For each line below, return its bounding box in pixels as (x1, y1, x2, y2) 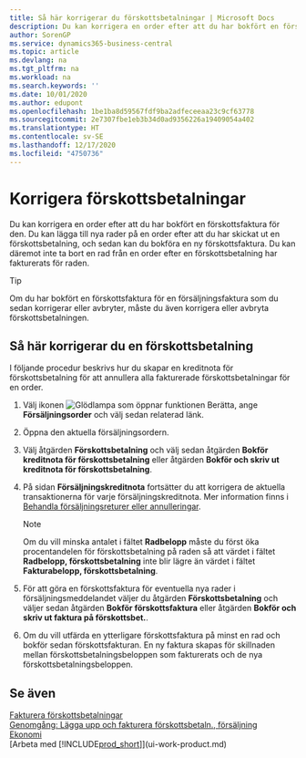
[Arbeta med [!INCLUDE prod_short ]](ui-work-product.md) (9, 739, 228, 750)
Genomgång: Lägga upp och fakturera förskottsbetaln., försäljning (9, 720, 258, 731)
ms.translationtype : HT (9, 124, 100, 133)
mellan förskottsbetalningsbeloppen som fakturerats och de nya (22, 649, 263, 660)
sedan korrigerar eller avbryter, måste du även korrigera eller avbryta (9, 302, 270, 313)
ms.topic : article (9, 47, 79, 57)
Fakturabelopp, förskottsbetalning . (22, 566, 158, 576)
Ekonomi (9, 729, 43, 740)
